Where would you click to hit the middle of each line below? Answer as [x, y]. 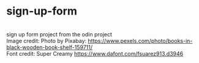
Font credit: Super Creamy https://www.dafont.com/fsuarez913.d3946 [95, 53]
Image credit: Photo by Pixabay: [47, 41]
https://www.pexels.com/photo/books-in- [140, 41]
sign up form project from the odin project [59, 34]
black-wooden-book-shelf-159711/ [50, 47]
